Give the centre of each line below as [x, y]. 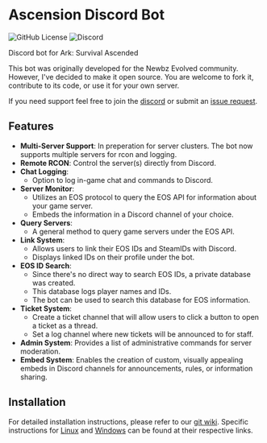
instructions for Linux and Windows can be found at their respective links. [131, 430]
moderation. [40, 351]
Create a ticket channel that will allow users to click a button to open [146, 317]
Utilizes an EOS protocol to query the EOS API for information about [144, 197]
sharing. [34, 377]
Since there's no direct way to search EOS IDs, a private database [142, 274]
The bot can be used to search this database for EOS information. [141, 300]
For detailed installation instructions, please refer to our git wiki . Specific [128, 421]
